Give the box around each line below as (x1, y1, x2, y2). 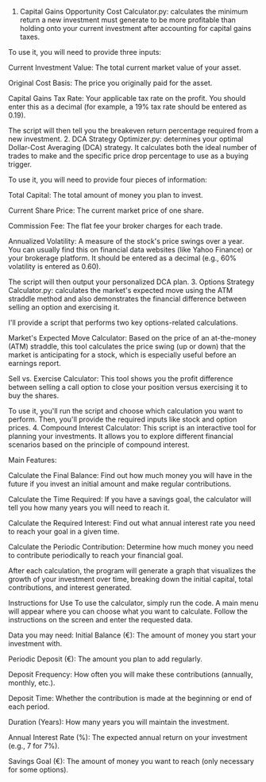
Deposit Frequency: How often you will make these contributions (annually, (8, 670, 253, 679)
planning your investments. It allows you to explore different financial (8, 432, 233, 441)
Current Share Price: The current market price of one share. (8, 206, 204, 215)
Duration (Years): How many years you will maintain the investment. (8, 718, 229, 726)
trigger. (8, 160, 33, 169)
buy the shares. (8, 391, 60, 400)
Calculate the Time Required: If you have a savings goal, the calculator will (8, 495, 252, 503)
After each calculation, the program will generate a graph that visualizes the (8, 566, 256, 575)
